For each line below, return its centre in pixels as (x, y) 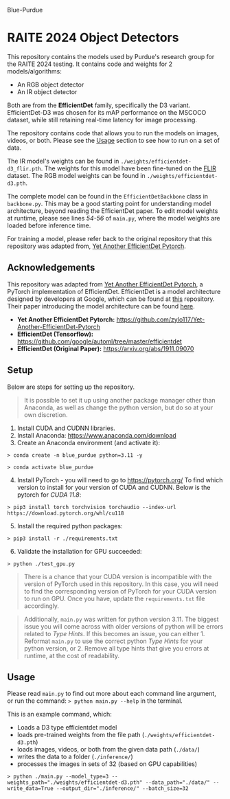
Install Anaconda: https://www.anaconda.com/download (96, 435)
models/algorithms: (34, 71)
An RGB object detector (50, 85)
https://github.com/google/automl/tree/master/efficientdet (99, 341)
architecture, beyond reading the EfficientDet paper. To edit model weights (113, 211)
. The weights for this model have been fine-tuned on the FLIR (128, 168)
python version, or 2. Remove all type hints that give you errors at (116, 648)
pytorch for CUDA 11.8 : (49, 495)
